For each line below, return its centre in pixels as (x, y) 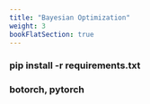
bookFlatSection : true (52, 34)
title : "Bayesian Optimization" (70, 17)
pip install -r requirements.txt (75, 65)
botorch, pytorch (47, 90)
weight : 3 (28, 26)
